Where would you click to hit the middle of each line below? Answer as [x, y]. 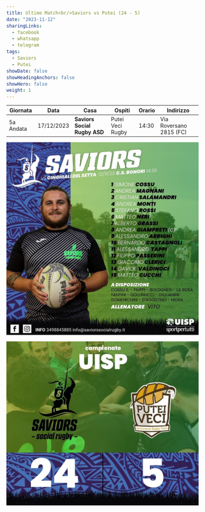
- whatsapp [26, 39]
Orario [147, 110]
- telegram [26, 45]
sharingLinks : [24, 26]
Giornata [21, 110]
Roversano [174, 125]
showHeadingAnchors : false [41, 77]
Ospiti [122, 110]
